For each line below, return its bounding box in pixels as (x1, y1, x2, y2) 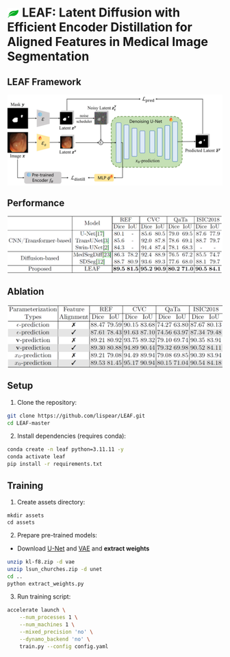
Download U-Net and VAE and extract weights (16, 544, 150, 553)
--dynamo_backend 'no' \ (19, 636, 90, 643)
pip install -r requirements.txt (7, 460, 103, 468)
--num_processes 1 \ (19, 614, 78, 621)
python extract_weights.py (7, 580, 84, 587)
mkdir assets (7, 512, 44, 519)
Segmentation (7, 49, 90, 65)
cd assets (7, 519, 36, 526)
